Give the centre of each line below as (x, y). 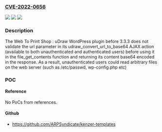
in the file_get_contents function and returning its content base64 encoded (80, 57)
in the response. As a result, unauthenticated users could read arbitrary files (81, 62)
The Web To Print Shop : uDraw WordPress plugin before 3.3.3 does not (77, 41)
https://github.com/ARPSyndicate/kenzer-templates (64, 124)
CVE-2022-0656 (25, 7)
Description (19, 31)
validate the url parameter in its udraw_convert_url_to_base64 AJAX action (80, 46)
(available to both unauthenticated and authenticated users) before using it (80, 52)
